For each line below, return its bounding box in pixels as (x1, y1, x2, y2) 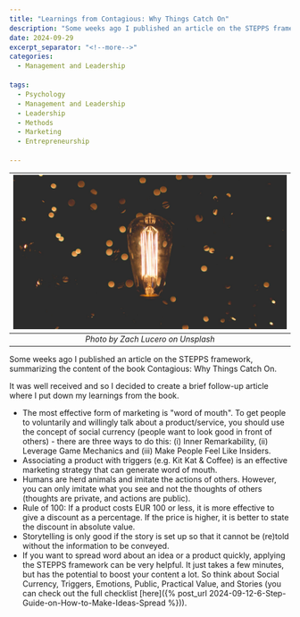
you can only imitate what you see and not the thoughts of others (21, 483, 262, 494)
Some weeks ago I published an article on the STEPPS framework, (9, 353, 254, 364)
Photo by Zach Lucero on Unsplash (85, 334, 215, 344)
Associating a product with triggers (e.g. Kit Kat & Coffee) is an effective (21, 454, 288, 465)
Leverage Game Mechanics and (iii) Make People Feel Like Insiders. (21, 445, 271, 456)
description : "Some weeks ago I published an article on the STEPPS (9, 23, 270, 33)
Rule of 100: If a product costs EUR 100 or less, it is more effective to (21, 502, 275, 513)
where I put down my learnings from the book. (9, 390, 180, 401)
